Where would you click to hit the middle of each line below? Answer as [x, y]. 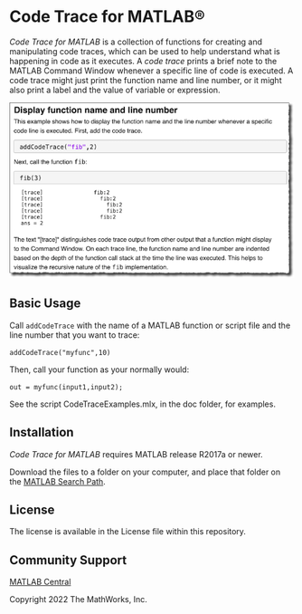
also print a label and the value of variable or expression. [115, 90]
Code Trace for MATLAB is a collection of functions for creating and [136, 42]
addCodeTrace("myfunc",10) [60, 352]
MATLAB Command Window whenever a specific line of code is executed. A [151, 71]
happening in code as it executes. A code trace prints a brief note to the [143, 61]
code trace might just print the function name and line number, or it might [146, 80]
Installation [42, 432]
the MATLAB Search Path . [57, 481]
